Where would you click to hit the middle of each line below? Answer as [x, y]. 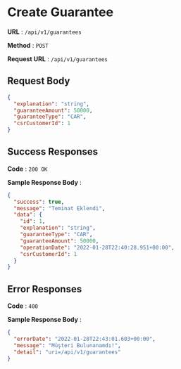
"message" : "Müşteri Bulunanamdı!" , [67, 345]
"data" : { [28, 215]
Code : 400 [23, 306]
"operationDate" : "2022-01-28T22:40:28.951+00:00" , [97, 247]
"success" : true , [39, 202]
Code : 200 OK [27, 169]
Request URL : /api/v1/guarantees [57, 59]
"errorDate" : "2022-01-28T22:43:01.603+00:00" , [85, 339]
